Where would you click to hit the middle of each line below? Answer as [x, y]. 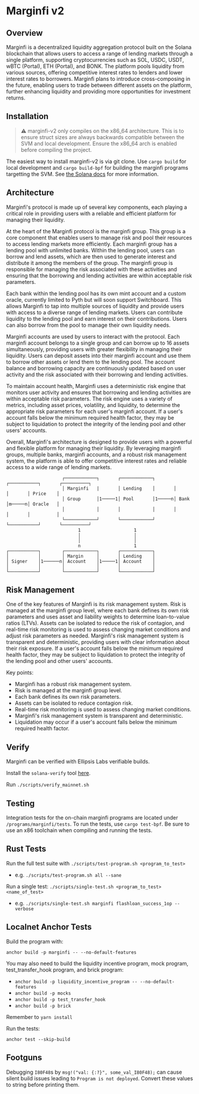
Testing [20, 803]
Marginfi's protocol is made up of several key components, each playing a [97, 207]
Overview [25, 33]
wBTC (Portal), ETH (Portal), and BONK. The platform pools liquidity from [95, 66]
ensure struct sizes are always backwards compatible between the [102, 137]
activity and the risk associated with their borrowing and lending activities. [97, 374]
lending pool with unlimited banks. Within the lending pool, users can [91, 250]
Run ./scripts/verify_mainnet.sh [48, 784]
